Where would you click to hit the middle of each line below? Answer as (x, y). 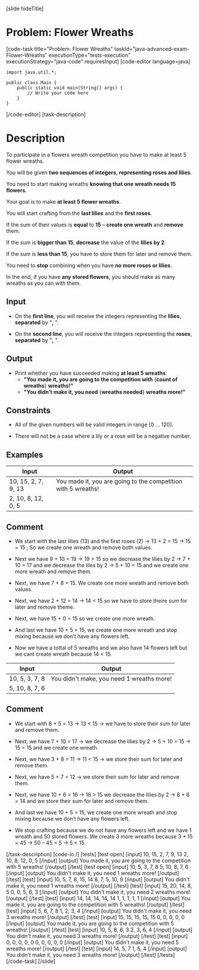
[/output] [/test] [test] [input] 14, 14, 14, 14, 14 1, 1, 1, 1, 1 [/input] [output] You (98, 898)
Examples (25, 455)
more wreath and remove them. (53, 571)
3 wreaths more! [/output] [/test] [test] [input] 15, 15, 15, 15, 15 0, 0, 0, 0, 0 (95, 917)
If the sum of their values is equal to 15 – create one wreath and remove (95, 224)
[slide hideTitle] (25, 9)
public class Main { (32, 82)
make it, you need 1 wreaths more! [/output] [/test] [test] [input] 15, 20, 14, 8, (99, 885)
